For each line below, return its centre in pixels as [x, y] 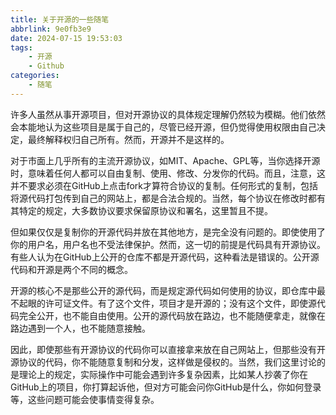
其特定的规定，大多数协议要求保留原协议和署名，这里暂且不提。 [141, 210]
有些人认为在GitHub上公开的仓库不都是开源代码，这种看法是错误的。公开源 [165, 257]
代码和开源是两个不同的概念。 [71, 269]
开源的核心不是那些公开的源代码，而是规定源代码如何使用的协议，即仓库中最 [168, 290]
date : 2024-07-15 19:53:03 [66, 38]
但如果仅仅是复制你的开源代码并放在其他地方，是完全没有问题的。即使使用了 [168, 232]
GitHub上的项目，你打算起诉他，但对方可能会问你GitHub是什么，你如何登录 [166, 387]
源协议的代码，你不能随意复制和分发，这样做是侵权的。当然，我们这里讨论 [163, 362]
